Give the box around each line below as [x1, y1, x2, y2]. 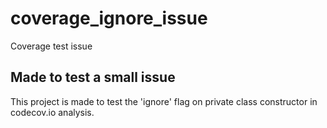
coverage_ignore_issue [10, 7, 208, 30]
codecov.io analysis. [10, 106, 95, 118]
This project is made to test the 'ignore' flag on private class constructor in [10, 95, 318, 107]
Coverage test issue [10, 40, 93, 52]
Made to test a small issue [10, 69, 176, 86]
